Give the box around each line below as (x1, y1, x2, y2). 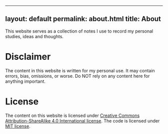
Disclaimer (5, 51, 51, 62)
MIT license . (5, 123, 31, 129)
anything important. (5, 78, 46, 84)
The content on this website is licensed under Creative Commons (5, 112, 140, 118)
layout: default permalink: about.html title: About (5, 15, 161, 23)
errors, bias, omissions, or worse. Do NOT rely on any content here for (5, 73, 150, 79)
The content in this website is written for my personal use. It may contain (5, 67, 155, 73)
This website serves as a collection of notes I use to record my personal (5, 28, 153, 34)
